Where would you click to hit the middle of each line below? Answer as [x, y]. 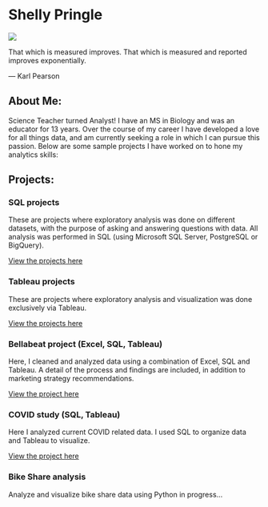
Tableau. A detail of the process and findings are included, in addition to [127, 370]
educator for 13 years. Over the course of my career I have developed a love [134, 129]
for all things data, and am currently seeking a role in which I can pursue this [134, 137]
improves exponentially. [47, 60]
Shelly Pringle [56, 15]
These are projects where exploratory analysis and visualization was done [130, 299]
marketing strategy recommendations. [71, 379]
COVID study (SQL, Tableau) [64, 414]
